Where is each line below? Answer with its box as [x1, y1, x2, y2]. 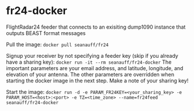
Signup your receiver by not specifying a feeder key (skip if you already [6, 52, 178, 59]
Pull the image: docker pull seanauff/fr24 [6, 41, 109, 48]
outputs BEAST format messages [6, 29, 86, 36]
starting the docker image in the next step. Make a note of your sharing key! [6, 77, 189, 84]
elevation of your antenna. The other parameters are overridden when [6, 71, 174, 78]
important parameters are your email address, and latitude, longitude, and [6, 64, 183, 71]
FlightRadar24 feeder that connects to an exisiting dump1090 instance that [6, 23, 186, 30]
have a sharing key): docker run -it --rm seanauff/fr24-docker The [6, 58, 172, 65]
